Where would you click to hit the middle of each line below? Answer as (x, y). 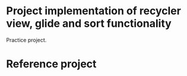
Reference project (51, 64)
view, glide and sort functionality (89, 23)
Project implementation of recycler (93, 11)
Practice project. (26, 40)
